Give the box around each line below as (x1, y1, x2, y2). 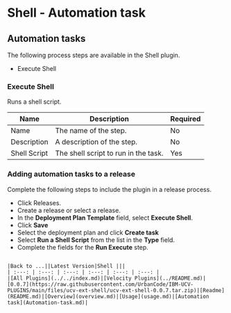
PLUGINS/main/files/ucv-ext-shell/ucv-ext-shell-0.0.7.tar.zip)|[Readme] (7, 287, 225, 294)
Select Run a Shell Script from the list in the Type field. (17, 235, 176, 244)
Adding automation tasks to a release (7, 169, 135, 179)
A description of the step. (55, 137, 137, 147)
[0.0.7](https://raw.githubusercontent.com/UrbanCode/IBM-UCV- (7, 280, 194, 288)
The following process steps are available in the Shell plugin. (7, 51, 180, 59)
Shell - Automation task (7, 5, 146, 21)
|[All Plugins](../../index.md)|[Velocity (7, 275, 132, 282)
